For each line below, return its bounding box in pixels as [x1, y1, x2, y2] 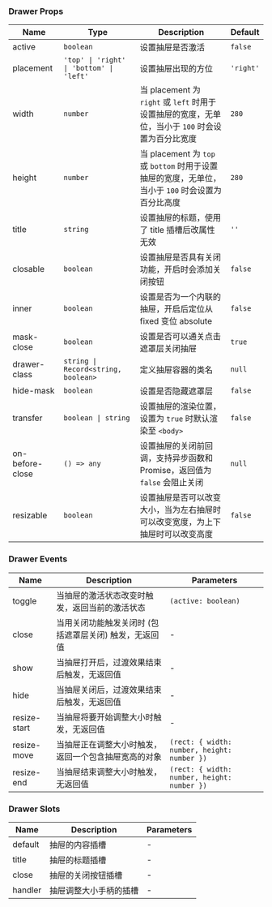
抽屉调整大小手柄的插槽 [49, 884, 139, 896]
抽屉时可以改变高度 [139, 529, 213, 540]
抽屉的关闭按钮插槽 [49, 870, 123, 881]
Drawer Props [8, 6, 64, 17]
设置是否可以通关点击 [139, 331, 221, 342]
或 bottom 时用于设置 [139, 161, 219, 172]
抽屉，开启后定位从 [139, 303, 213, 315]
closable [12, 264, 45, 275]
